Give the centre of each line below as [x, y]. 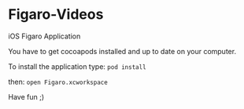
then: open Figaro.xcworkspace [58, 82]
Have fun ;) [26, 96]
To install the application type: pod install [78, 66]
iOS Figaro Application [44, 36]
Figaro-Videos [56, 15]
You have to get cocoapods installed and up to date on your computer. [122, 51]
